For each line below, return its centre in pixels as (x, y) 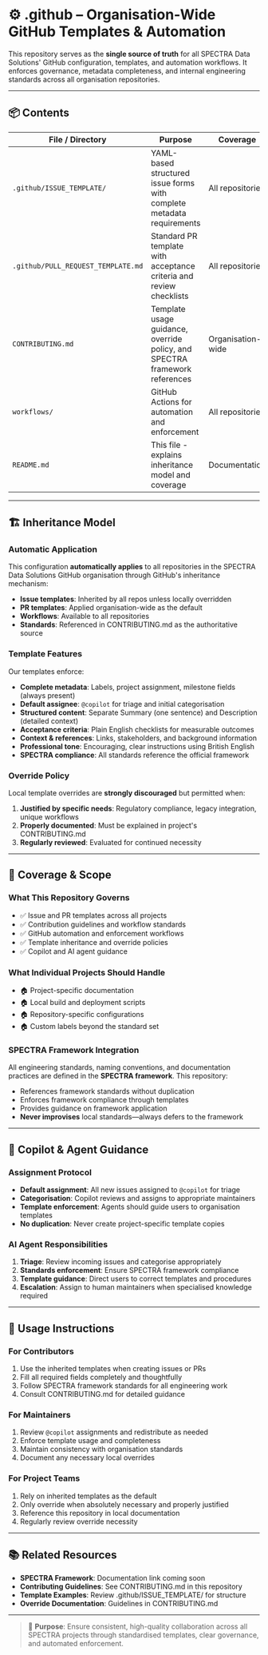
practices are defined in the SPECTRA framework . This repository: (118, 1076)
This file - (169, 445)
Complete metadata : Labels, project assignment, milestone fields (128, 687)
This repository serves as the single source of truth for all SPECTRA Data (129, 54)
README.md (31, 465)
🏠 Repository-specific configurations (82, 1015)
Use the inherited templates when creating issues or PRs (113, 1368)
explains (166, 455)
